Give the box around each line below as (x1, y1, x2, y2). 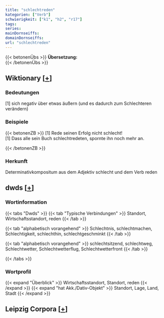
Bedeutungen (5, 89, 39, 96)
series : (5, 26, 22, 31)
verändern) (5, 106, 29, 112)
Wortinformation (5, 199, 47, 206)
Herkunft (5, 157, 28, 164)
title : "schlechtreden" (5, 7, 56, 13)
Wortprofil (5, 268, 31, 275)
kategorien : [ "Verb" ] (5, 12, 51, 17)
